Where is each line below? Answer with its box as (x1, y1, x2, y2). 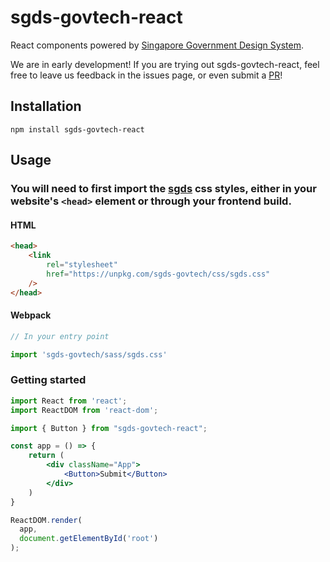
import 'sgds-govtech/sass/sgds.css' (10, 349, 168, 360)
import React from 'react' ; (10, 396, 128, 406)
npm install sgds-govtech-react (10, 124, 145, 135)
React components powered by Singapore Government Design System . (10, 39, 304, 51)
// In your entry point (10, 331, 110, 341)
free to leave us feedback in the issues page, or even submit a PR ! (10, 69, 283, 81)
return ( (28, 451, 65, 461)
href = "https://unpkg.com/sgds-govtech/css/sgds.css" (46, 269, 271, 279)
